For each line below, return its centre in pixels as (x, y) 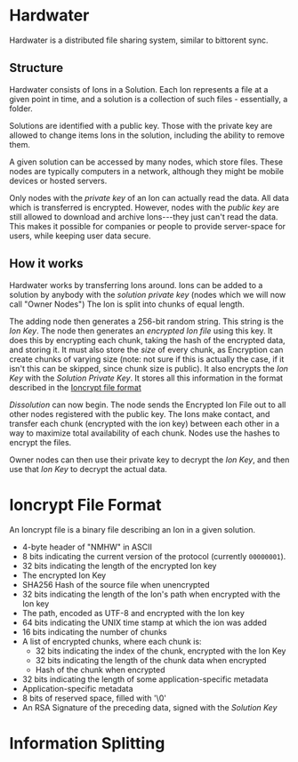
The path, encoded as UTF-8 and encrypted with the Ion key (133, 613)
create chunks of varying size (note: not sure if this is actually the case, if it (147, 359)
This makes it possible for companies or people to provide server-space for (148, 226)
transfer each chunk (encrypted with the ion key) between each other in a (145, 423)
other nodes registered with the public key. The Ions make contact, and (140, 413)
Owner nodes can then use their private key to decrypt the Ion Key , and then (149, 460)
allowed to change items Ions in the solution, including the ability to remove (147, 135)
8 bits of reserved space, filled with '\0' (94, 698)
